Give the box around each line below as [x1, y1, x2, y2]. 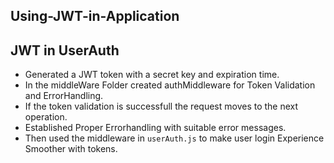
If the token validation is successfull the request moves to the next [24, 100, 299, 113]
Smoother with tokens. [24, 143, 118, 155]
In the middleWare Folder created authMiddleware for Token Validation [24, 79, 316, 91]
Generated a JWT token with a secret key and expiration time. [24, 69, 280, 81]
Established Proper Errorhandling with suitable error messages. [24, 122, 287, 134]
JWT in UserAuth [10, 42, 120, 59]
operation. [24, 111, 68, 123]
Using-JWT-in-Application [10, 8, 180, 25]
